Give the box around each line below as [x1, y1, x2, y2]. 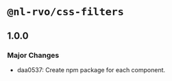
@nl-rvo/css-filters [7, 5, 125, 18]
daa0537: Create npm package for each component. [16, 65, 166, 74]
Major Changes [7, 50, 60, 60]
